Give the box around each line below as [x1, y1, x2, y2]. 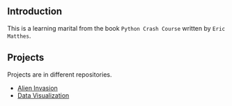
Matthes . [7, 31, 31, 40]
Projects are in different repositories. [7, 70, 112, 79]
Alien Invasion [17, 84, 58, 92]
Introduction [7, 6, 63, 17]
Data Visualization [17, 91, 70, 100]
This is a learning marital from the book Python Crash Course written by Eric [7, 24, 225, 32]
